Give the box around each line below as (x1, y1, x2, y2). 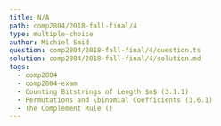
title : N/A (9, 12, 50, 22)
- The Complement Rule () (17, 104, 114, 113)
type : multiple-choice (9, 29, 94, 38)
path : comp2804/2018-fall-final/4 (9, 21, 138, 30)
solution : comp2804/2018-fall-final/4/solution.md (9, 54, 201, 63)
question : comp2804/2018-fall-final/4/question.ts (9, 46, 201, 55)
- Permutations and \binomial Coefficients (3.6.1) (17, 95, 214, 105)
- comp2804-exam (17, 79, 78, 88)
